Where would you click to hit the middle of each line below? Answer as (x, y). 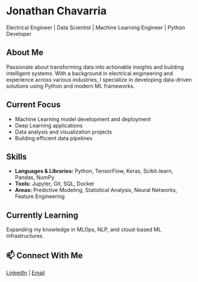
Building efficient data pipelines (53, 138)
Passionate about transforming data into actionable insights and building (95, 67)
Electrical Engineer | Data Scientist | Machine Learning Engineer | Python (96, 27)
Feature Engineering (40, 196)
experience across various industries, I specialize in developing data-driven (99, 79)
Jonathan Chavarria (56, 11)
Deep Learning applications (49, 125)
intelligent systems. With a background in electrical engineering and (89, 73)
